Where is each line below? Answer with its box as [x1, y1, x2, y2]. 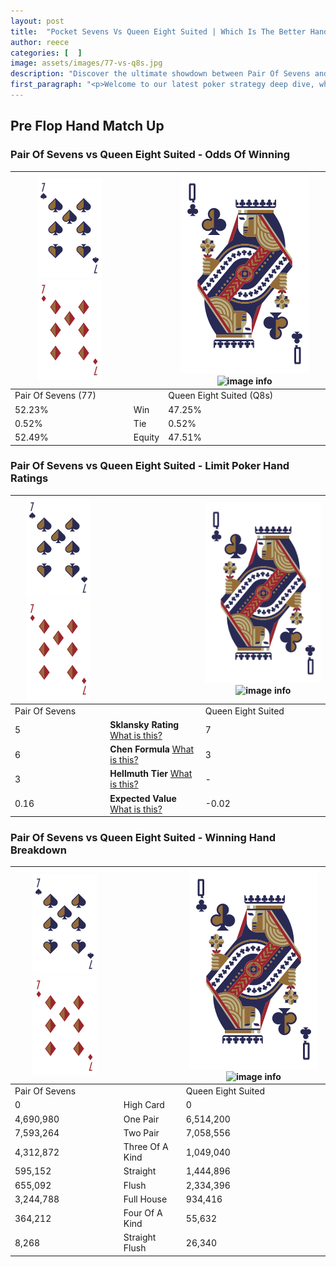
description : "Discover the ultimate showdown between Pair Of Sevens [10, 69, 311, 79]
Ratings [10, 471, 49, 485]
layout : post [10, 16, 65, 26]
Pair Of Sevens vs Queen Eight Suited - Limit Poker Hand [10, 459, 290, 473]
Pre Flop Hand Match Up [10, 118, 165, 135]
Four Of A [123, 1207, 163, 1219]
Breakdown [10, 843, 67, 857]
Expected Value [109, 792, 177, 804]
